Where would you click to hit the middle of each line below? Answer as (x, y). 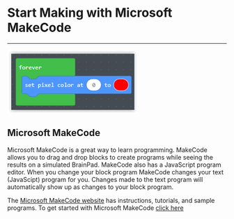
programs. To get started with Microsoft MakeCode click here (95, 208)
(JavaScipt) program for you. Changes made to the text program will (105, 179)
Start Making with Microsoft (90, 13)
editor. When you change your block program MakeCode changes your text (116, 172)
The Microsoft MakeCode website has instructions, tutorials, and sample (111, 200)
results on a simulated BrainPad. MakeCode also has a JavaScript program (114, 165)
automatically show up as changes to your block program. (91, 187)
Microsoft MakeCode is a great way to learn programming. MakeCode (107, 150)
